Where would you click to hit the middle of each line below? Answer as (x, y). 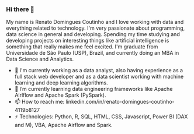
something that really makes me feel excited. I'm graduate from (82, 47)
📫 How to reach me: (39, 102)
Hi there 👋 (20, 9)
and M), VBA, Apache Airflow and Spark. (63, 125)
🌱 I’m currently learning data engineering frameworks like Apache (93, 89)
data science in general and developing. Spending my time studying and (93, 34)
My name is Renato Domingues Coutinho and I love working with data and (95, 22)
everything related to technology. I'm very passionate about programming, (96, 28)
